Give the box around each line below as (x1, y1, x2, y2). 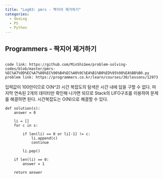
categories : (5, 12, 29, 17)
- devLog (9, 16, 27, 21)
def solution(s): (5, 106, 41, 111)
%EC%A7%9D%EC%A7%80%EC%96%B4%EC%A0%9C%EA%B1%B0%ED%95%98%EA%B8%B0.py (5, 70, 150, 76)
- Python (9, 25, 27, 30)
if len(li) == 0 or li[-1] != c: (22, 131, 91, 137)
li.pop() (22, 148, 41, 154)
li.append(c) (31, 136, 58, 140)
